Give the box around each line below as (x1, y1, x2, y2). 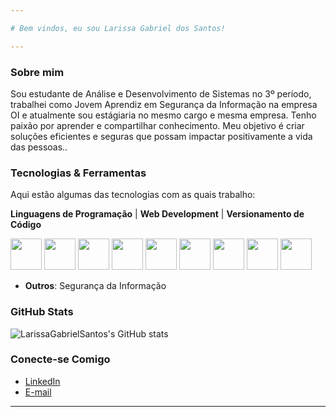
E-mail (24, 386, 52, 398)
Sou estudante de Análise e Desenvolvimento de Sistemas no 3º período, (10, 87, 312, 100)
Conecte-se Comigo (10, 352, 111, 366)
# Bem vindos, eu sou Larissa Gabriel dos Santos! (10, 23, 226, 33)
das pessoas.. (10, 141, 68, 153)
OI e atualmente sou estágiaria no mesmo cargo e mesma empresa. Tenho (10, 109, 317, 121)
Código (10, 219, 42, 231)
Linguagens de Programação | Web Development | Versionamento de (10, 208, 305, 220)
